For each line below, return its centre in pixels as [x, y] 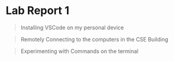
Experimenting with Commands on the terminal [79, 51]
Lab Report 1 [37, 11]
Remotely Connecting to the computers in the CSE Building [94, 39]
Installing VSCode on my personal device [72, 27]
